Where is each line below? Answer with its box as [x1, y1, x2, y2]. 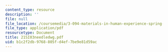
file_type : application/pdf [5, 26, 64, 31]
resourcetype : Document [5, 30, 55, 35]
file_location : [5, 21, 37, 26]
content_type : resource [5, 7, 55, 12]
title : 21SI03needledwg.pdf [5, 35, 64, 40]
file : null [5, 16, 28, 21]
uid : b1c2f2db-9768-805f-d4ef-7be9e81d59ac [5, 40, 97, 45]
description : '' [5, 12, 39, 17]
